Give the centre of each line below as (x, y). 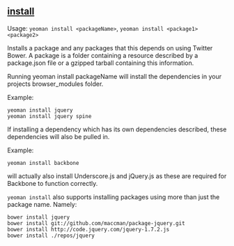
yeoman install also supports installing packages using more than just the (114, 197)
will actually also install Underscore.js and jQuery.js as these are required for (117, 176)
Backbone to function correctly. (53, 183)
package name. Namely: (42, 204)
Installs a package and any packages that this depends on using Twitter (110, 48)
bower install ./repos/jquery (51, 236)
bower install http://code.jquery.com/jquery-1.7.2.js (88, 229)
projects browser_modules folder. (55, 84)
